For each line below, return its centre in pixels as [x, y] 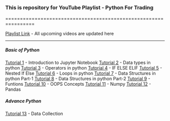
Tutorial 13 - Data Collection [34, 114]
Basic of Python [22, 50]
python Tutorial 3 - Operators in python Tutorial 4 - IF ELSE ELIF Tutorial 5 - [84, 68]
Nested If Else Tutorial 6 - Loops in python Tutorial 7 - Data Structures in [80, 73]
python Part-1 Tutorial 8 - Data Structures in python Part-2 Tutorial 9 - [78, 79]
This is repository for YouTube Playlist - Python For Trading [79, 8]
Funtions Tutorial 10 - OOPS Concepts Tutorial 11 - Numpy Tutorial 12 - [78, 84]
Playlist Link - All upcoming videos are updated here [60, 34]
